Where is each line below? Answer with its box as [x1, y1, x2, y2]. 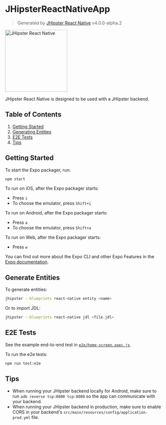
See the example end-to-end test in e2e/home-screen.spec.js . [5, 342, 131, 348]
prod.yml [12, 415, 31, 420]
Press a [12, 219, 28, 225]
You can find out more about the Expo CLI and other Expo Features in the [5, 254, 155, 260]
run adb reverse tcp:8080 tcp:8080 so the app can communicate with [12, 393, 156, 399]
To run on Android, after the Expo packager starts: [5, 210, 108, 216]
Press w [12, 244, 28, 250]
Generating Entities [12, 129, 52, 135]
